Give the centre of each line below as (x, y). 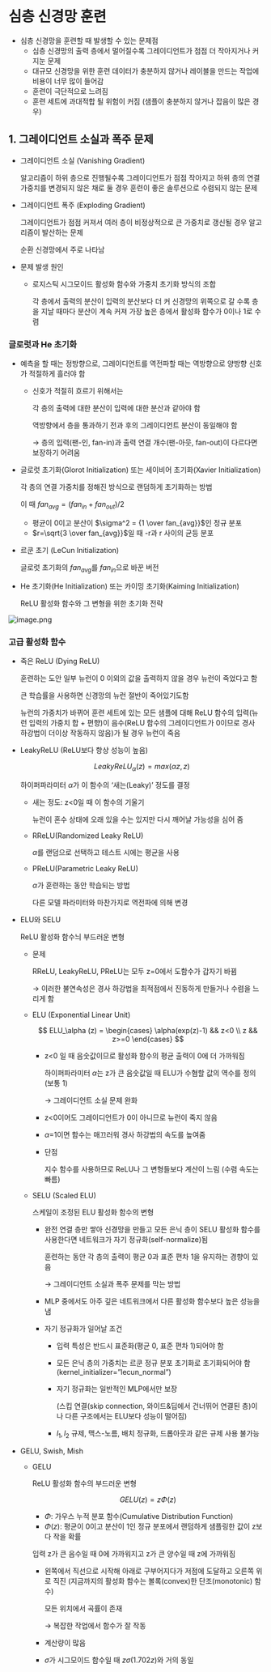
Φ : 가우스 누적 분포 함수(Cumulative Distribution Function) (139, 1516)
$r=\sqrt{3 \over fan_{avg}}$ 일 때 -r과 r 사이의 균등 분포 (123, 533)
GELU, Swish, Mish (51, 1451)
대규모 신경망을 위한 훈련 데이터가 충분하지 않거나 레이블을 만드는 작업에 (146, 70)
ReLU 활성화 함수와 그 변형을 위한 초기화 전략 (91, 603)
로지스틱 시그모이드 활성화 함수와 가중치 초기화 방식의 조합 (124, 283)
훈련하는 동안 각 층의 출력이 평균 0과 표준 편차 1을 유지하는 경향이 (147, 1257)
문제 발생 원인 (42, 266)
